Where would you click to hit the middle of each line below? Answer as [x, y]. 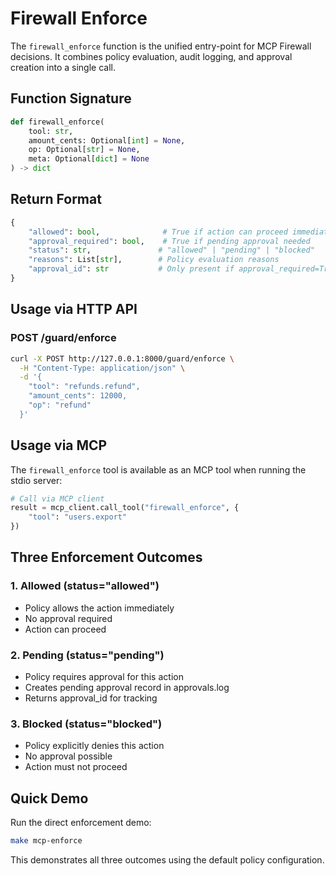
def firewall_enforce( [57, 122]
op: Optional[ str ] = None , [84, 150]
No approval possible [68, 756]
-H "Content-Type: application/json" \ [102, 368]
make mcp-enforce [46, 841]
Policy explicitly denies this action [94, 746]
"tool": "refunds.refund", [84, 387]
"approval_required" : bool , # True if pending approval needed [169, 241]
